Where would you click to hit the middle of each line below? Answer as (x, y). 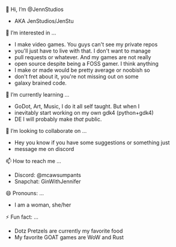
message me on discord (44, 149)
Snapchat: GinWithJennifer (47, 181)
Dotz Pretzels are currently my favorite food (68, 231)
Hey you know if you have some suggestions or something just (92, 143)
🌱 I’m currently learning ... (38, 95)
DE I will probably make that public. (58, 119)
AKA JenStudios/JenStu (44, 21)
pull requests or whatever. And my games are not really (83, 57)
